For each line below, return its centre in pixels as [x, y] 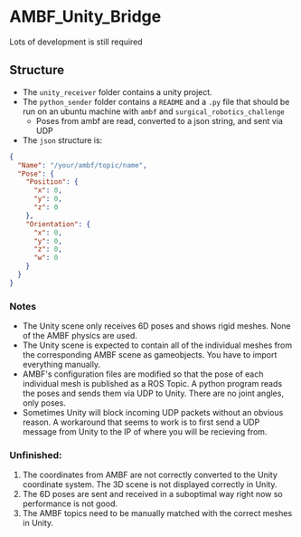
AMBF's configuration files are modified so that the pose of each [143, 374]
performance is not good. [70, 503]
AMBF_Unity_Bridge [85, 17]
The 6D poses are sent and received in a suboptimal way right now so [152, 494]
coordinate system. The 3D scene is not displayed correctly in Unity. [150, 484]
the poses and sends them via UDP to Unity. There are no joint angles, [153, 393]
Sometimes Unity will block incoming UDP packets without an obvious [153, 413]
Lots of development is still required [76, 42]
